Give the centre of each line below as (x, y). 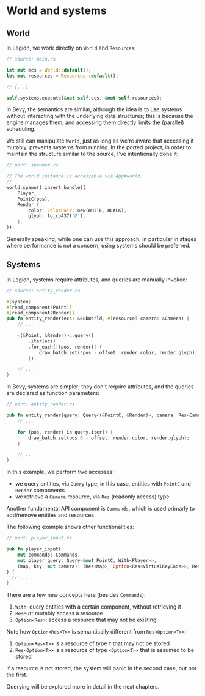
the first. (17, 675)
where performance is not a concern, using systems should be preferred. (99, 246)
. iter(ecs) (42, 341)
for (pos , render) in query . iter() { (65, 432)
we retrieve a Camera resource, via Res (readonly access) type (92, 497)
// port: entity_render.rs (41, 404)
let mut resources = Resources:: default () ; (63, 76)
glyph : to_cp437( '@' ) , (57, 216)
